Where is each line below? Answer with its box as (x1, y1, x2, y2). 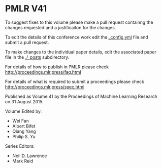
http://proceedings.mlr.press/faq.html (5, 69, 81, 75)
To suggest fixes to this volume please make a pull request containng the (5, 19, 154, 25)
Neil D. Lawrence (12, 153, 47, 159)
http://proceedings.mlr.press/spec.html (5, 84, 85, 89)
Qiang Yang (12, 128, 36, 134)
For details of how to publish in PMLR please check (5, 64, 109, 70)
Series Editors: (5, 143, 35, 149)
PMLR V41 (5, 3, 47, 14)
